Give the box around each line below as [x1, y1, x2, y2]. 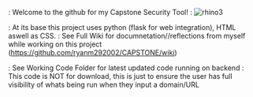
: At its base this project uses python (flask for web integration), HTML [8, 23, 236, 32]
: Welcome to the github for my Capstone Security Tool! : [8, 8, 193, 17]
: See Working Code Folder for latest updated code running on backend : [8, 63, 244, 73]
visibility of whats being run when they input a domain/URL [8, 80, 199, 89]
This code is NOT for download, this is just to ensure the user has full [8, 72, 233, 80]
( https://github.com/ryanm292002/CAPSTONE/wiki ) [8, 48, 177, 57]
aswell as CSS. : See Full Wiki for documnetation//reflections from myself [8, 32, 246, 40]
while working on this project [8, 39, 102, 49]
